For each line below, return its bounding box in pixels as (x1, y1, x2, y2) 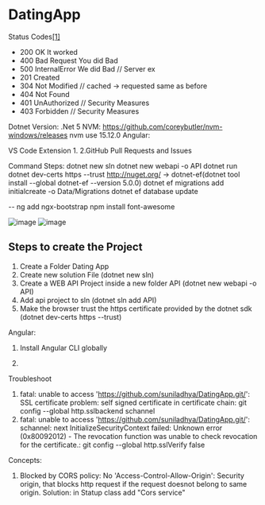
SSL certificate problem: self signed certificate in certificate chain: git (19, 398, 248, 407)
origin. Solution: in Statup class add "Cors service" (19, 488, 186, 497)
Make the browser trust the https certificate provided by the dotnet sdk (19, 304, 252, 313)
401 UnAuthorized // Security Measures (19, 98, 150, 107)
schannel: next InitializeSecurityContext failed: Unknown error (19, 423, 223, 433)
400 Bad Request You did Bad (19, 56, 118, 65)
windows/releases (8, 130, 68, 140)
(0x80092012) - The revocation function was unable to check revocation (19, 431, 258, 441)
